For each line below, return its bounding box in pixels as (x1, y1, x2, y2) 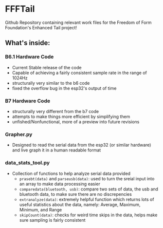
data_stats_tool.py (5, 159, 50, 166)
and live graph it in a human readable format (12, 147, 101, 153)
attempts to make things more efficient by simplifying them (12, 114, 130, 119)
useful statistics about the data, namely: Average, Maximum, (19, 201, 141, 208)
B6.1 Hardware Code (5, 54, 54, 60)
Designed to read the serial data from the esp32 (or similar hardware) (12, 142, 151, 148)
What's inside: (5, 39, 50, 47)
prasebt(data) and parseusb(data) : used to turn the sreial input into (19, 175, 155, 181)
